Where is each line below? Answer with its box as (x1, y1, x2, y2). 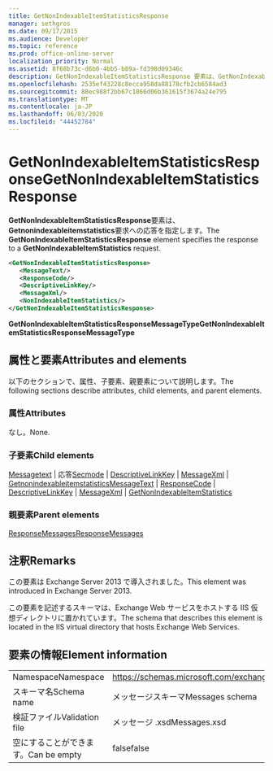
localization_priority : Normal (8, 58, 115, 66)
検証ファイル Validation (12, 712, 99, 723)
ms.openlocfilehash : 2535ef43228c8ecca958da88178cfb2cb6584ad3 (8, 80, 227, 88)
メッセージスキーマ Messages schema (112, 691, 258, 703)
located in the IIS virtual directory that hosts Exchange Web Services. (8, 622, 240, 632)
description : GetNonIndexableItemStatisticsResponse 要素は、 (8, 72, 219, 81)
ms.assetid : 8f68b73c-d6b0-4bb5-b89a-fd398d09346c (8, 65, 184, 73)
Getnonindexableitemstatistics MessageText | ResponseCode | (8, 479, 216, 489)
